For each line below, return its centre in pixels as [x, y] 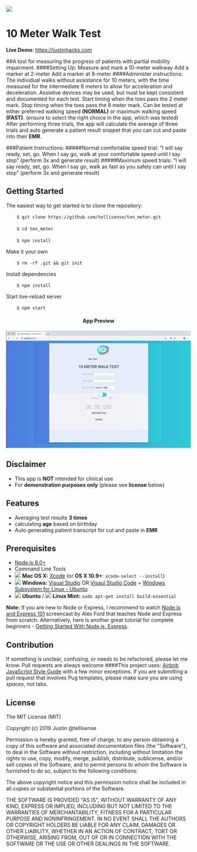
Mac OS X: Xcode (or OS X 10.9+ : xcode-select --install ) [94, 576]
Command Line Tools [40, 569]
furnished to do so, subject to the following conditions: [72, 771]
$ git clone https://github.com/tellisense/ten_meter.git [89, 217]
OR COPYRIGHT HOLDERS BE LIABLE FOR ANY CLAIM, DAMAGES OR [91, 825]
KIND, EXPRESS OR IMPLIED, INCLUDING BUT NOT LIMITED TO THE [89, 806]
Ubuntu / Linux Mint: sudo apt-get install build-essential [99, 596]
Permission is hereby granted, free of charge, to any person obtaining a [92, 740]
